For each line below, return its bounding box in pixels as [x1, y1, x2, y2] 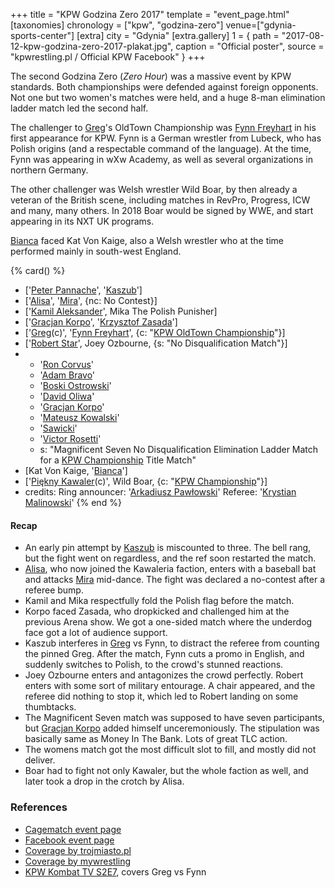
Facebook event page [24, 834, 115, 846]
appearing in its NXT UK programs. [10, 215, 155, 227]
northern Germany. [10, 164, 89, 176]
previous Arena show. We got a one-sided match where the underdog [24, 616, 313, 628]
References [10, 800, 68, 814]
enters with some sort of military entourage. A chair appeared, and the [24, 680, 316, 692]
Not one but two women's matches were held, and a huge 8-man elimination [10, 92, 326, 103]
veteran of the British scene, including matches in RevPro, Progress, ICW [10, 194, 311, 206]
